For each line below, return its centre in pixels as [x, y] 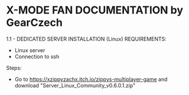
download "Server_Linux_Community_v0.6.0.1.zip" [75, 85]
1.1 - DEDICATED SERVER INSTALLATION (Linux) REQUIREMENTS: [87, 39]
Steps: [14, 67]
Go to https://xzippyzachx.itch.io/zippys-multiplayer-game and [91, 79]
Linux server [30, 50]
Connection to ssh [37, 56]
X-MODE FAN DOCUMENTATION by [95, 10]
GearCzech [35, 23]
